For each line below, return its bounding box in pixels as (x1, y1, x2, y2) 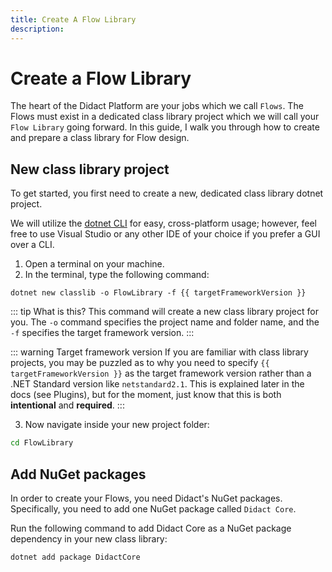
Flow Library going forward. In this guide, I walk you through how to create (10, 121, 320, 133)
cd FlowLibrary (10, 438, 74, 448)
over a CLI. (10, 239, 55, 251)
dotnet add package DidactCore (10, 552, 141, 562)
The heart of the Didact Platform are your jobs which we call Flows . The (10, 100, 304, 112)
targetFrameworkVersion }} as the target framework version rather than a (10, 367, 312, 380)
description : (10, 24, 65, 34)
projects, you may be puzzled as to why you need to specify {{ (10, 357, 270, 369)
